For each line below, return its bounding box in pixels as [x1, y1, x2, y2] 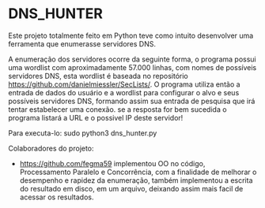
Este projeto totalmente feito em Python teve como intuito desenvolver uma [8, 31, 254, 40]
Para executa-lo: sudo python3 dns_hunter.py [8, 128, 157, 138]
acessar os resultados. [19, 192, 94, 202]
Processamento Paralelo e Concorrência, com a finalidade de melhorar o [19, 167, 257, 176]
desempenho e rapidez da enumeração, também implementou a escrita [19, 175, 253, 185]
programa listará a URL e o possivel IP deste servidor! [8, 113, 184, 122]
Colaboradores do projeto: [8, 143, 94, 153]
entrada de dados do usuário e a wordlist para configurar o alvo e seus [8, 87, 240, 97]
